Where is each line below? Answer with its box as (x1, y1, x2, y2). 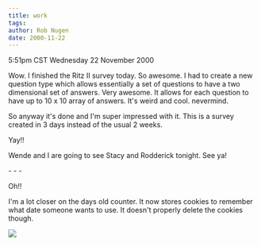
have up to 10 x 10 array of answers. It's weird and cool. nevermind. (8, 96, 228, 106)
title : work (8, 11, 48, 20)
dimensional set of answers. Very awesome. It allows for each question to (8, 88, 249, 98)
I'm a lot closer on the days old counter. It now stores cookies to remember (8, 197, 254, 206)
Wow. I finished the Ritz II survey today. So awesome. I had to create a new (8, 71, 253, 80)
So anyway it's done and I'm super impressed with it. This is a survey (8, 112, 234, 121)
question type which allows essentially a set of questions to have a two (8, 79, 240, 89)
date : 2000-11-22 (8, 33, 66, 42)
